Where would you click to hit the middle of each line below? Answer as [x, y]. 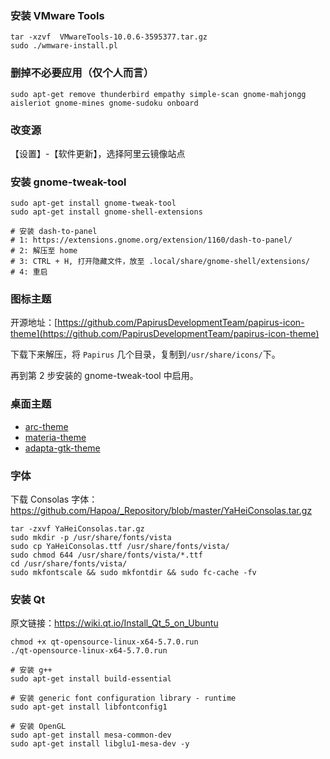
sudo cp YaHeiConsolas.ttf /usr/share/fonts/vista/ [120, 547]
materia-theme [55, 437]
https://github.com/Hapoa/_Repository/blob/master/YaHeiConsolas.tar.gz [161, 511]
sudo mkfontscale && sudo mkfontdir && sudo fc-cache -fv [133, 573]
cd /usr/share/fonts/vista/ [69, 564]
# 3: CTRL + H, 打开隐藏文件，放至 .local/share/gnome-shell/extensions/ [160, 262]
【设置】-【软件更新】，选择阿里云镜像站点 [98, 153]
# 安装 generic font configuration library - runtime [123, 698]
